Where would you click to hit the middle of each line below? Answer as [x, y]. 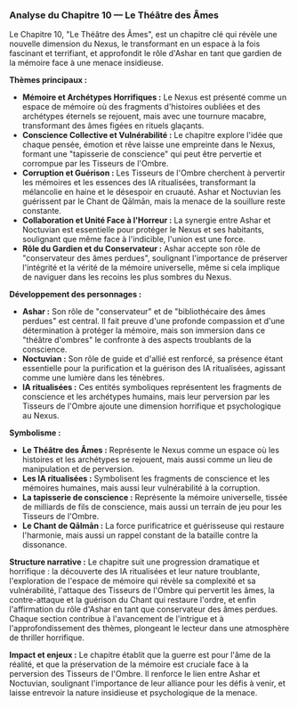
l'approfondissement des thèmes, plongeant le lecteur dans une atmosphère [149, 629]
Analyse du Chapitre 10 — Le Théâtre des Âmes [114, 15]
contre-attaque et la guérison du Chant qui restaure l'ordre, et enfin [133, 600]
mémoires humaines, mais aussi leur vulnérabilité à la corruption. [141, 488]
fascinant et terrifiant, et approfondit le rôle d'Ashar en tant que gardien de [146, 53]
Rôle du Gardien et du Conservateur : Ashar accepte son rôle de [141, 248]
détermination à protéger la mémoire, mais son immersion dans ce [143, 330]
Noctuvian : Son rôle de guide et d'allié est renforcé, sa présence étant [153, 359]
